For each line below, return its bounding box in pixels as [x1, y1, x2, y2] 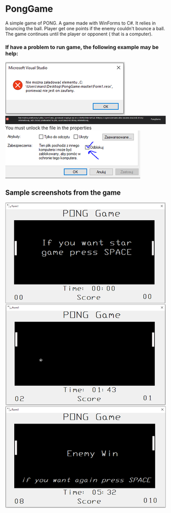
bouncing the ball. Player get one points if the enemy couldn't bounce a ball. [5, 25, 165, 31]
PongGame [5, 3, 53, 15]
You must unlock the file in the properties [5, 125, 92, 131]
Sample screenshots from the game [5, 189, 121, 197]
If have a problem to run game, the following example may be [5, 43, 159, 51]
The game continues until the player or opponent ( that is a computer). [5, 31, 153, 37]
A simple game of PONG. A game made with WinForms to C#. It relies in [5, 20, 156, 26]
